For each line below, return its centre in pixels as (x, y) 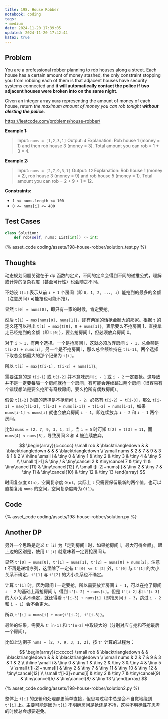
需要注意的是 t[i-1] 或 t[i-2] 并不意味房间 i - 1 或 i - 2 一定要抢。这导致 (83, 377)
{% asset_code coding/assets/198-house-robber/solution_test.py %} (76, 247)
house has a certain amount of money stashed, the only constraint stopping (83, 75)
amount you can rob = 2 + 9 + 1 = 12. (55, 181)
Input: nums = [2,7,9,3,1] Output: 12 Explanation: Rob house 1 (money (90, 170)
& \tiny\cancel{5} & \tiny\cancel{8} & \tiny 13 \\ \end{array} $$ (84, 678)
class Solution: (22, 233)
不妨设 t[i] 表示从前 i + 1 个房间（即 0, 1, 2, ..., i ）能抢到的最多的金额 (83, 292)
